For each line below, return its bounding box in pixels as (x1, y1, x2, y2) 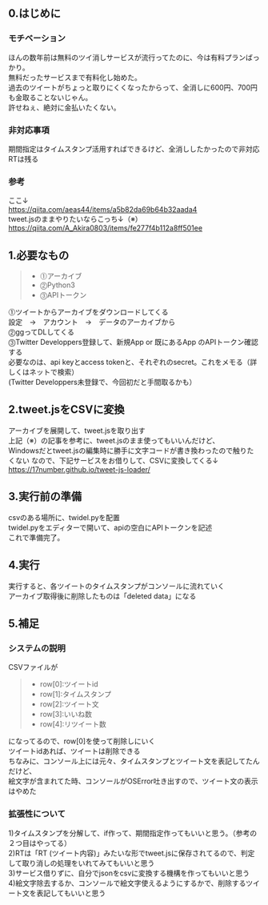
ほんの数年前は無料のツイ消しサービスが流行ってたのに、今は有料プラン (8, 52, 246, 62)
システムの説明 (8, 643, 66, 654)
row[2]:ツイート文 (39, 699, 100, 709)
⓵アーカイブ (39, 271, 82, 281)
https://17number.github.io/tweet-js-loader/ (8, 464, 150, 474)
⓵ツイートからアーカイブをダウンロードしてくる (8, 307, 170, 317)
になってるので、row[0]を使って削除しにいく (8, 736, 156, 746)
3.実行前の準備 (8, 490, 82, 503)
